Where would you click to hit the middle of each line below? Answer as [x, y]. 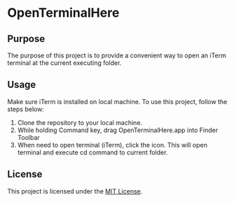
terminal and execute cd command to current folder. [92, 152]
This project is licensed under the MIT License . [75, 191]
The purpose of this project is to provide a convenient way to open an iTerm [117, 55]
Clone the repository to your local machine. [80, 122]
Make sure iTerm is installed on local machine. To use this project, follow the [117, 101]
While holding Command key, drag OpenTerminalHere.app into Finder [118, 130]
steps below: [26, 109]
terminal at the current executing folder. [64, 63]
